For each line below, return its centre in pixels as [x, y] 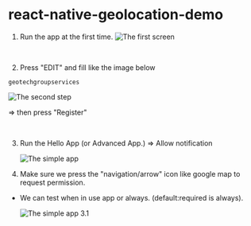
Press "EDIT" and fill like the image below [88, 67]
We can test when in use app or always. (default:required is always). [131, 197]
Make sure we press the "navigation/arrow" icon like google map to [130, 173]
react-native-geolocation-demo [116, 15]
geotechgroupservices [44, 82]
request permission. [52, 182]
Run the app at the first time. [66, 37]
